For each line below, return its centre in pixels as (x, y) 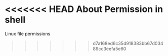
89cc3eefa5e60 (110, 48)
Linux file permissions (28, 33)
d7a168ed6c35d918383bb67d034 (128, 43)
